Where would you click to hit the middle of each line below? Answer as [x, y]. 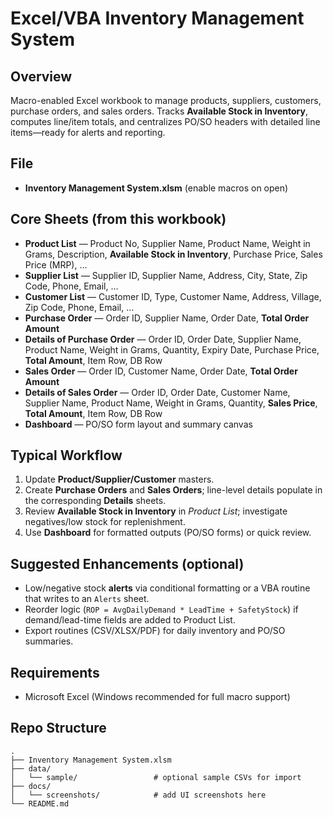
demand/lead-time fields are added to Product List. [130, 620]
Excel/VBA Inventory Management [157, 18]
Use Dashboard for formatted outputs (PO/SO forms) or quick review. [168, 533]
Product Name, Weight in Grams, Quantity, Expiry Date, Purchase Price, [172, 349]
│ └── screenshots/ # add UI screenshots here [138, 795]
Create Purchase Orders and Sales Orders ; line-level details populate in [173, 490]
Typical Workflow [66, 455]
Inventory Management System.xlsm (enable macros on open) [156, 188]
